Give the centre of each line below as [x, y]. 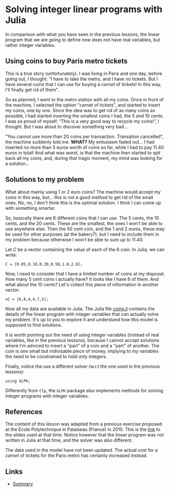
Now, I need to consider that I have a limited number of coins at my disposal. [85, 274]
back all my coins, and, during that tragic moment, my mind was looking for [84, 158]
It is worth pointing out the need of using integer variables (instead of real [82, 335]
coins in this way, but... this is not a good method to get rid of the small [79, 197]
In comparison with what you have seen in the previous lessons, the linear [82, 34]
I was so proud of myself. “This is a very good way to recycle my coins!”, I [82, 121]
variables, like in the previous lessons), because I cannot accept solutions [82, 340]
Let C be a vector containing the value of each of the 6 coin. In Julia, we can [85, 249]
